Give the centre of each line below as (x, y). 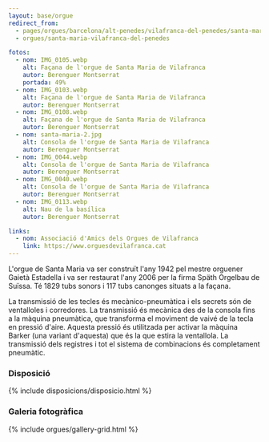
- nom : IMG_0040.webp (52, 180)
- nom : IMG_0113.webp (52, 201)
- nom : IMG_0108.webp (52, 112)
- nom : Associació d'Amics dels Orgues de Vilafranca (107, 239)
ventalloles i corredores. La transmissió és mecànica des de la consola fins (132, 310)
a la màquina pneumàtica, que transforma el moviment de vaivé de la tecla (131, 318)
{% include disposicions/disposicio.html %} (80, 391)
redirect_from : (34, 23)
